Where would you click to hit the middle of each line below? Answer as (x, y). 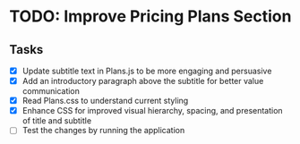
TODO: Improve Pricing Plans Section (150, 17)
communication (51, 91)
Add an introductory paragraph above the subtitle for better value (143, 81)
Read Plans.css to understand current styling (105, 101)
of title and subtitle (57, 121)
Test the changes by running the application (103, 131)
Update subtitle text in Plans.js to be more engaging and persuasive (147, 71)
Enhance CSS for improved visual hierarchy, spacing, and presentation (153, 111)
